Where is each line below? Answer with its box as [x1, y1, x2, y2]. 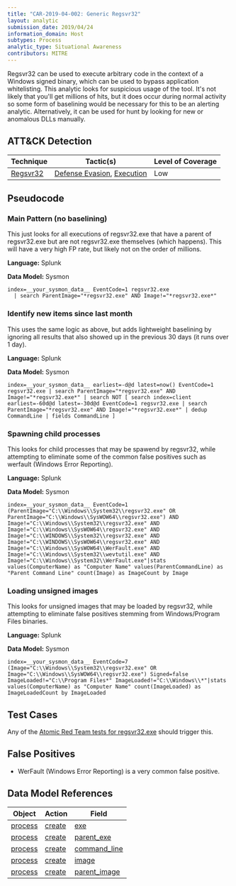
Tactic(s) [84, 156, 117, 166]
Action [45, 809, 68, 819]
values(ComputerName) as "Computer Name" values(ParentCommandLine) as [7, 563, 223, 570]
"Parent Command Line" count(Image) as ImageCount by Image [7, 569, 189, 576]
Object [13, 809, 37, 819]
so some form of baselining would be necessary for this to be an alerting [7, 99, 220, 108]
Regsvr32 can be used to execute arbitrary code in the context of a [7, 69, 204, 78]
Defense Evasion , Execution [54, 168, 147, 178]
